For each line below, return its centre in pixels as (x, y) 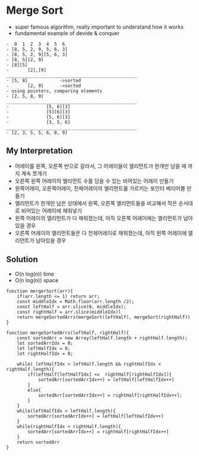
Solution (22, 260)
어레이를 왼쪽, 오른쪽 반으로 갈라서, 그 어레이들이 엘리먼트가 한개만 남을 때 (100, 166)
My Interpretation (40, 151)
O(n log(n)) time (35, 274)
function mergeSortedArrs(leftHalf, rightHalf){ (68, 333)
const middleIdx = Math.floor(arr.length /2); (76, 301)
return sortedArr (38, 442)
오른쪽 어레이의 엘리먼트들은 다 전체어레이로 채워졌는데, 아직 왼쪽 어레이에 (101, 233)
